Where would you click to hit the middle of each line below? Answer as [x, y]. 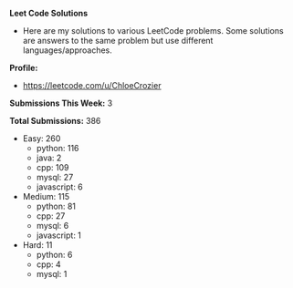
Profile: [24, 68]
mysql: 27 [55, 177]
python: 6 [54, 255]
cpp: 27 [51, 216]
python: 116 [58, 148]
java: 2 [49, 158]
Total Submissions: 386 [55, 121]
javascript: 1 [59, 235]
